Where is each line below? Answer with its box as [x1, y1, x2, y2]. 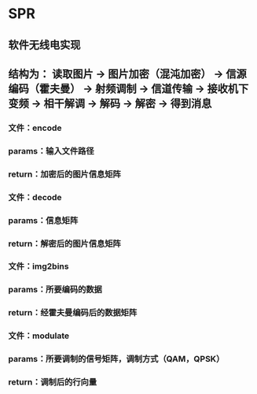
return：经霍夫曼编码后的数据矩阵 [8, 307, 138, 318]
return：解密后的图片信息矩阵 [8, 238, 122, 249]
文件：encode [8, 122, 62, 133]
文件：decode [8, 191, 62, 203]
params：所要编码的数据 [8, 284, 102, 295]
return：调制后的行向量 [8, 377, 97, 388]
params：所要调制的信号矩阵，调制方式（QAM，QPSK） [8, 354, 225, 365]
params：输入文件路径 [8, 145, 94, 156]
